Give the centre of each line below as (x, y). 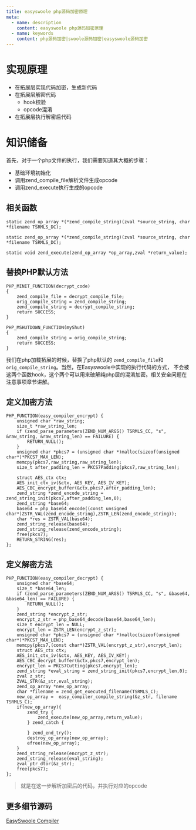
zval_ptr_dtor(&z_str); (46, 764)
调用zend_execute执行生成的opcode (59, 187)
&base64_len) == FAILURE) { (40, 599)
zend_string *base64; (43, 504)
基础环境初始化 (33, 173)
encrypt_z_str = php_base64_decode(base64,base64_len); (87, 620)
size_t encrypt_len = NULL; (51, 625)
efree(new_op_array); (54, 743)
